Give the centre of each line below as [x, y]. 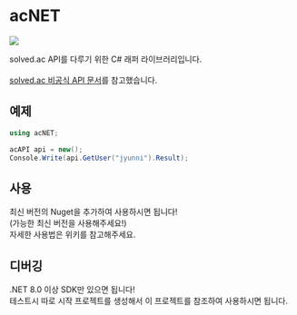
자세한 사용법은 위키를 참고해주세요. [73, 235]
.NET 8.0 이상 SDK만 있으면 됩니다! [73, 290]
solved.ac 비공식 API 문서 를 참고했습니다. [84, 80]
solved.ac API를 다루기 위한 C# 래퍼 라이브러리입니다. [106, 59]
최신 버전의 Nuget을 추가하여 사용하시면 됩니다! [94, 212]
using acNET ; [34, 133]
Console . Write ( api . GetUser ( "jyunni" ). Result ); [99, 158]
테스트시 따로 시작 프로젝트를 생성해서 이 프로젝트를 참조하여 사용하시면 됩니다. [149, 301]
